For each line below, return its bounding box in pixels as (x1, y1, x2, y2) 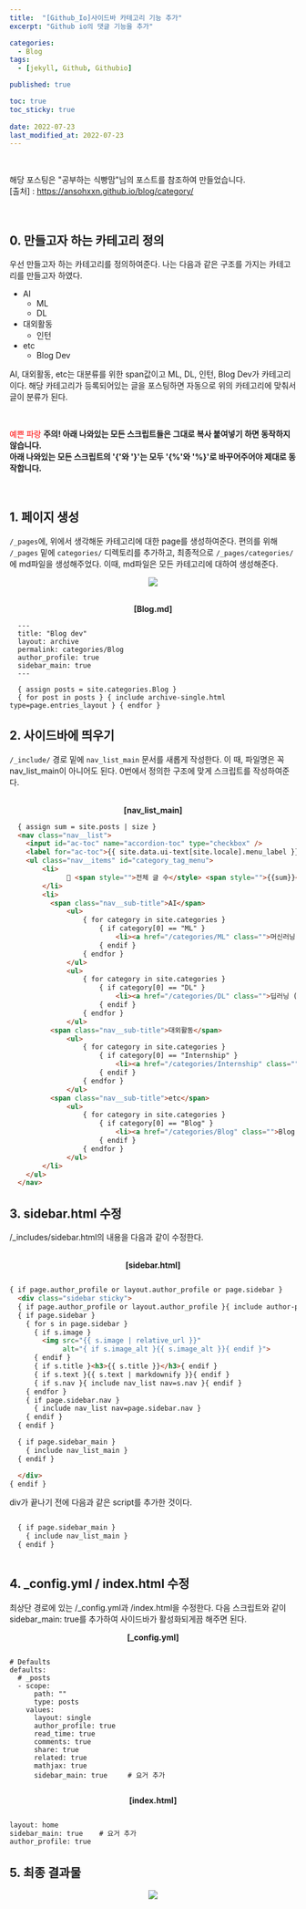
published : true (9, 80, 71, 89)
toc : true (9, 97, 47, 106)
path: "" (33, 1689, 67, 1698)
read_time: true (33, 1729, 96, 1738)
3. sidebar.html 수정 (9, 1206, 122, 1221)
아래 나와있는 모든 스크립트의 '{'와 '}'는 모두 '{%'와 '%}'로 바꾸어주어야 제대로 (9, 451, 287, 462)
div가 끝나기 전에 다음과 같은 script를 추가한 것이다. (9, 1497, 193, 1508)
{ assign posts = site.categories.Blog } (17, 685, 178, 694)
